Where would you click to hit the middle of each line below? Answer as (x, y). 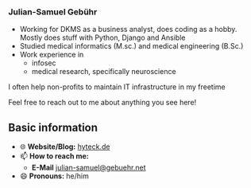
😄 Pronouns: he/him (54, 176)
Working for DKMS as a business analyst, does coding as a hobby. (128, 29)
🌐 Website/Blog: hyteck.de (65, 147)
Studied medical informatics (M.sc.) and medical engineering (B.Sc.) (131, 46)
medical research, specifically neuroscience (104, 72)
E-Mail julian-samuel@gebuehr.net (89, 168)
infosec (44, 63)
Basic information (53, 127)
